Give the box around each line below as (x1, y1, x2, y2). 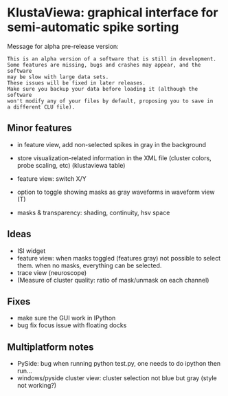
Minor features (7, 122, 72, 134)
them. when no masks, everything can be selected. (16, 261, 162, 269)
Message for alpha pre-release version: (7, 42, 119, 50)
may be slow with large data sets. (7, 74, 109, 80)
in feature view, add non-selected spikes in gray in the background (16, 140, 207, 148)
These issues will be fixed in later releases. (7, 79, 146, 87)
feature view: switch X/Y (16, 174, 87, 183)
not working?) (16, 382, 57, 390)
